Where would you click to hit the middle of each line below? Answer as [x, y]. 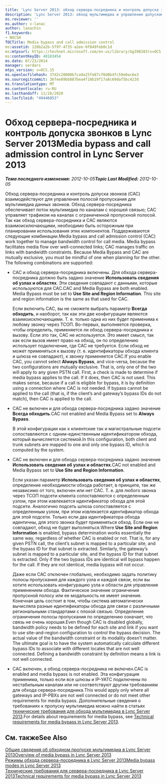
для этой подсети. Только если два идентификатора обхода [76, 517]
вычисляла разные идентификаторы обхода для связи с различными [86, 606]
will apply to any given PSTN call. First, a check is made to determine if [85, 372]
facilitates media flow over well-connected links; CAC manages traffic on [80, 247]
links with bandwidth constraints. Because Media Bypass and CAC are [77, 252]
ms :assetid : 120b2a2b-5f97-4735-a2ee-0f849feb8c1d [59, 47]
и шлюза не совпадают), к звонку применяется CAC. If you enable [82, 356]
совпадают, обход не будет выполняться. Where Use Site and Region [85, 527]
